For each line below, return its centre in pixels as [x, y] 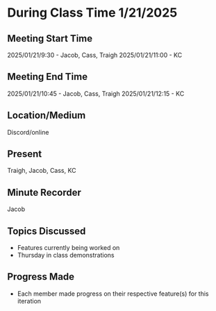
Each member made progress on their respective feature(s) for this [113, 294]
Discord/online [28, 132]
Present [25, 154]
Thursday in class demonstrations [66, 255]
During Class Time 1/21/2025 [92, 13]
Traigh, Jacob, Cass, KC [42, 171]
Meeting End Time [48, 77]
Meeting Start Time [50, 39]
